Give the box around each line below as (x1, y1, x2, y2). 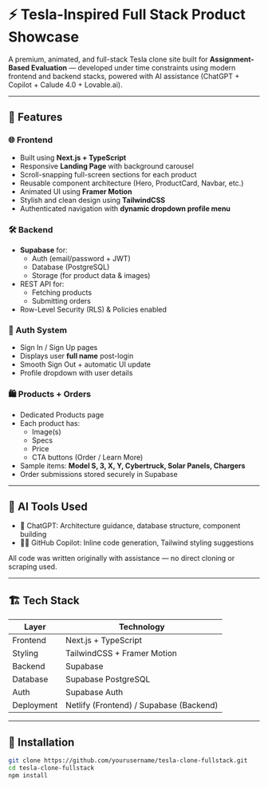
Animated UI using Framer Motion (19, 186, 132, 196)
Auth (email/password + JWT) (31, 253, 132, 263)
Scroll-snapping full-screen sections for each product (19, 169, 197, 179)
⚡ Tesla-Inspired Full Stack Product (8, 6, 246, 24)
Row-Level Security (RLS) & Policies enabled (19, 304, 167, 314)
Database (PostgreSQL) (31, 262, 110, 272)
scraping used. (8, 562, 57, 571)
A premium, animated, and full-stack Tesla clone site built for (8, 54, 209, 64)
